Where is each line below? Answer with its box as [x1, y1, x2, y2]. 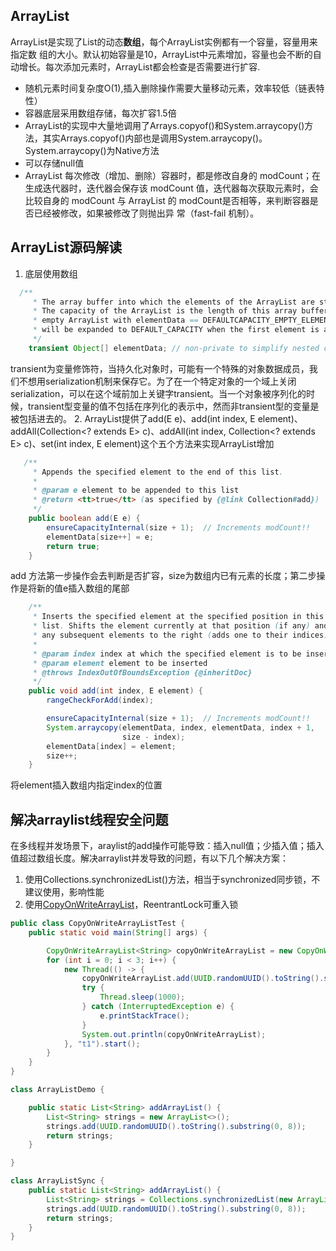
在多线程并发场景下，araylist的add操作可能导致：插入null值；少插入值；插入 [10, 840, 325, 852]
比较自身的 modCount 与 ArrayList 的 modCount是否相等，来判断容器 [24, 194, 310, 206]
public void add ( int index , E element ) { [28, 686, 203, 696]
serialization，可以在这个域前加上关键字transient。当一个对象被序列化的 [10, 387, 307, 399]
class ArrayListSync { [10, 1176, 105, 1186]
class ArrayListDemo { [10, 1085, 105, 1095]
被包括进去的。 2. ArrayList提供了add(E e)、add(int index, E [10, 412, 256, 424]
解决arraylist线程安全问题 [10, 811, 169, 828]
